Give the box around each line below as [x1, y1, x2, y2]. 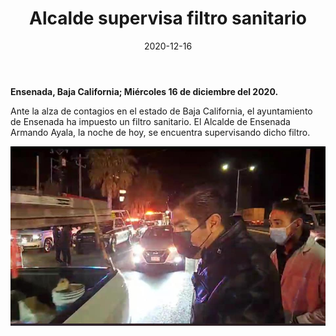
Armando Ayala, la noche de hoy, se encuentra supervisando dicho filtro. [10, 126, 311, 138]
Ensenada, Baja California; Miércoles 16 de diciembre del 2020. [10, 85, 279, 97]
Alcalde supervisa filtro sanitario [29, 7, 307, 30]
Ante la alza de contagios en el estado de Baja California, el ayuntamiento [10, 105, 313, 117]
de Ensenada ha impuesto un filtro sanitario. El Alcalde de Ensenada [10, 115, 291, 127]
